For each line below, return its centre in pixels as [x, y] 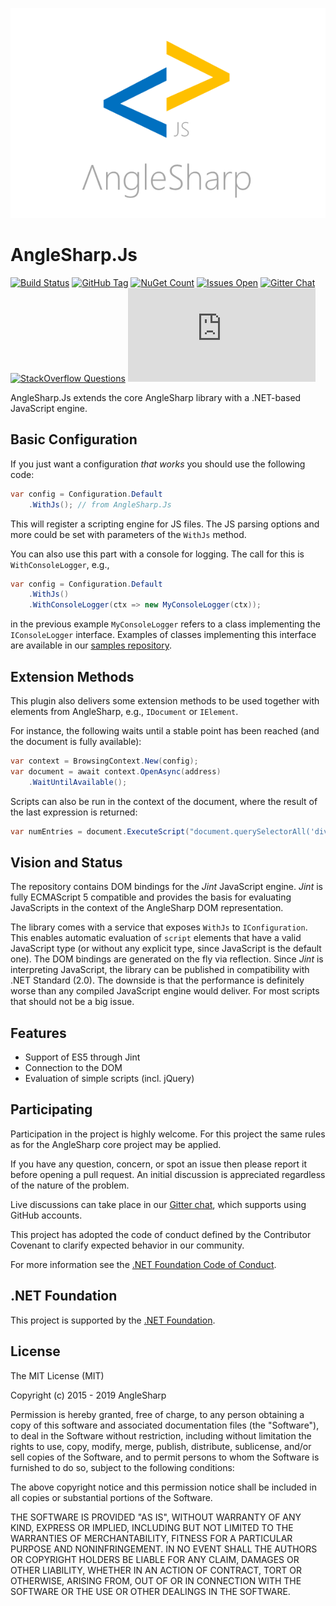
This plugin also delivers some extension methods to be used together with [165, 700]
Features [38, 1033]
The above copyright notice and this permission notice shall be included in [163, 1487]
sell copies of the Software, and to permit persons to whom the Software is [165, 1457]
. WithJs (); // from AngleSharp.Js [100, 504]
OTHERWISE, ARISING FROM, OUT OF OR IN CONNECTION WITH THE [156, 1580]
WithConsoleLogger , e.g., [60, 564]
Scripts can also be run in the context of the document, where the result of [164, 801]
